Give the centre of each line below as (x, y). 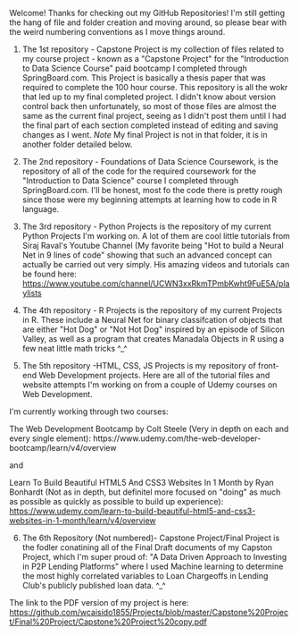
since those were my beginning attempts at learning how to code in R (149, 199)
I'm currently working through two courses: (89, 411)
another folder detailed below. (77, 144)
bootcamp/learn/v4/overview (63, 448)
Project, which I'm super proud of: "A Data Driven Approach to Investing (154, 557)
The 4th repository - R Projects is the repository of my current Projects (152, 310)
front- (268, 365)
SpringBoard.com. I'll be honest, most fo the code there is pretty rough (152, 190)
